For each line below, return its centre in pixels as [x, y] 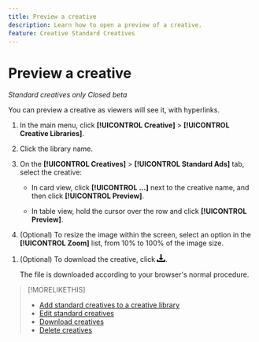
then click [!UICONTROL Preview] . [87, 196]
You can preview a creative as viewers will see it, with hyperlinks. [114, 110]
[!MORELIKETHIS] [56, 290]
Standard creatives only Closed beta [68, 95]
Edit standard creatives [76, 314]
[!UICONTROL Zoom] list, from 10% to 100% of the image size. [122, 243]
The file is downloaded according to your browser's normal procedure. [134, 274]
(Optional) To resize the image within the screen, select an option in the [135, 235]
